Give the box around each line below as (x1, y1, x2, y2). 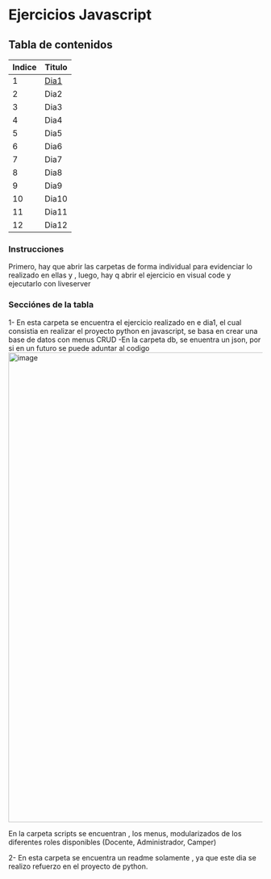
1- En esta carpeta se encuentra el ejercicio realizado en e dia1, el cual (8, 317, 242, 327)
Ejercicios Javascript (8, 6, 152, 24)
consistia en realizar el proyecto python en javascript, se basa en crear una (8, 326, 258, 335)
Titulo (44, 62, 68, 73)
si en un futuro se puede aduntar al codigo (8, 343, 150, 352)
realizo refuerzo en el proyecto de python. (8, 861, 148, 871)
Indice (12, 62, 37, 73)
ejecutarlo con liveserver (8, 279, 91, 289)
